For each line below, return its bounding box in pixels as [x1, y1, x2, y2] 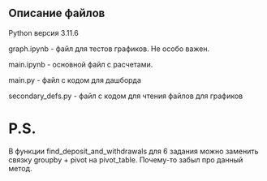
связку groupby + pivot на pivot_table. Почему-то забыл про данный [8, 154, 243, 165]
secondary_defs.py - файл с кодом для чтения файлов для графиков [8, 91, 243, 101]
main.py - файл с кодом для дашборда [8, 75, 142, 84]
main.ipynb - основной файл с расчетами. [8, 59, 153, 69]
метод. [8, 163, 32, 173]
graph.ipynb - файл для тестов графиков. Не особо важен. [8, 44, 210, 54]
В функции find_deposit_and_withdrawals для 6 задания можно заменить [8, 146, 259, 156]
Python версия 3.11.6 [8, 28, 79, 37]
